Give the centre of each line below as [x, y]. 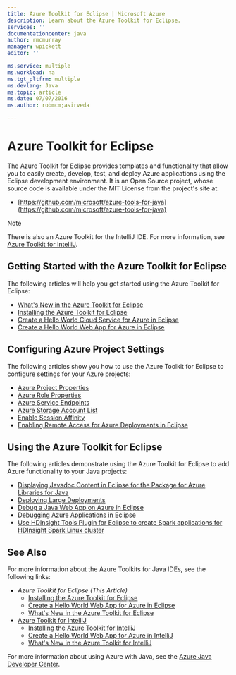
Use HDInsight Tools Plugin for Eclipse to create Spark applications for [120, 523]
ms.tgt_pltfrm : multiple [44, 79]
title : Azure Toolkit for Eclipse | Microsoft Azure [86, 14]
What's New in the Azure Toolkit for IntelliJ [90, 643]
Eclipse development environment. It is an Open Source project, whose [110, 181]
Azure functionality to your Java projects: [67, 472]
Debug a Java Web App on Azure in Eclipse [81, 508]
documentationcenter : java [47, 34]
